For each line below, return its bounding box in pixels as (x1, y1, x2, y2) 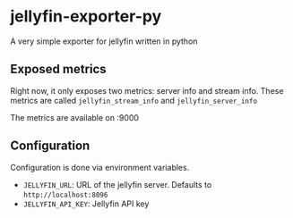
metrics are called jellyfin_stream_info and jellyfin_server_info (10, 95, 258, 105)
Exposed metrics (10, 62, 107, 77)
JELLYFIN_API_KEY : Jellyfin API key (22, 198, 150, 209)
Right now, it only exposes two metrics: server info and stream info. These (10, 85, 284, 96)
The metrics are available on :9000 (10, 112, 140, 122)
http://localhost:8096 (22, 190, 108, 199)
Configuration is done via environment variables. (10, 162, 190, 172)
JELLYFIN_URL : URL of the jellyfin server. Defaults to (22, 179, 212, 189)
